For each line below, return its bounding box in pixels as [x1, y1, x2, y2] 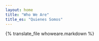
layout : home [5, 7, 33, 13]
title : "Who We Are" [5, 12, 50, 17]
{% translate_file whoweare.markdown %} [5, 31, 94, 37]
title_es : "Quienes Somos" [5, 17, 63, 22]
